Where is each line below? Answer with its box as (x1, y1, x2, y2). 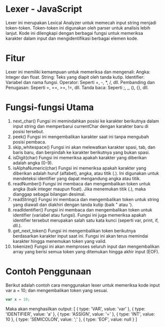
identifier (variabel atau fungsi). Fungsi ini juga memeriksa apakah (12, 212, 146, 218)
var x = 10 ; (5, 297, 30, 302)
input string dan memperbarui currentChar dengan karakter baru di (12, 123, 149, 129)
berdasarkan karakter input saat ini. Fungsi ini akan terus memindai (12, 233, 149, 239)
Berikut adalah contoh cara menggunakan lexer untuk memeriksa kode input (5, 282, 160, 288)
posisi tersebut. (12, 128, 45, 134)
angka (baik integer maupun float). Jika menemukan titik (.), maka (12, 186, 146, 192)
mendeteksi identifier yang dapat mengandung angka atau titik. (12, 176, 141, 181)
